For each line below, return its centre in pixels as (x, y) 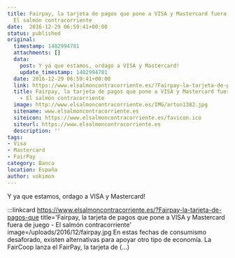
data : (22, 59)
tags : (15, 137)
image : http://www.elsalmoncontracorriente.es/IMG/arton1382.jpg (111, 105)
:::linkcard (22, 210)
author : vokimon (31, 176)
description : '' (37, 131)
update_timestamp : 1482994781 (64, 72)
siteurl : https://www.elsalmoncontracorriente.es (87, 124)
